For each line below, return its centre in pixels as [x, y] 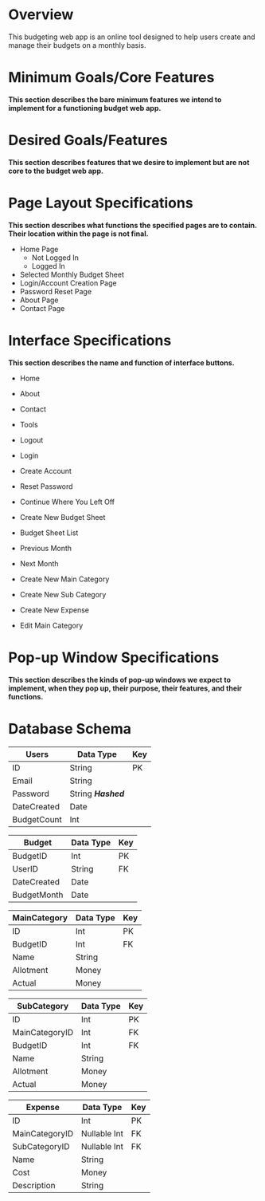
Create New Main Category [64, 579]
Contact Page [42, 308]
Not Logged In [55, 258]
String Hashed [97, 793]
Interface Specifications [90, 340]
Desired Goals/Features [88, 140]
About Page [39, 300]
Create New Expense [55, 610]
